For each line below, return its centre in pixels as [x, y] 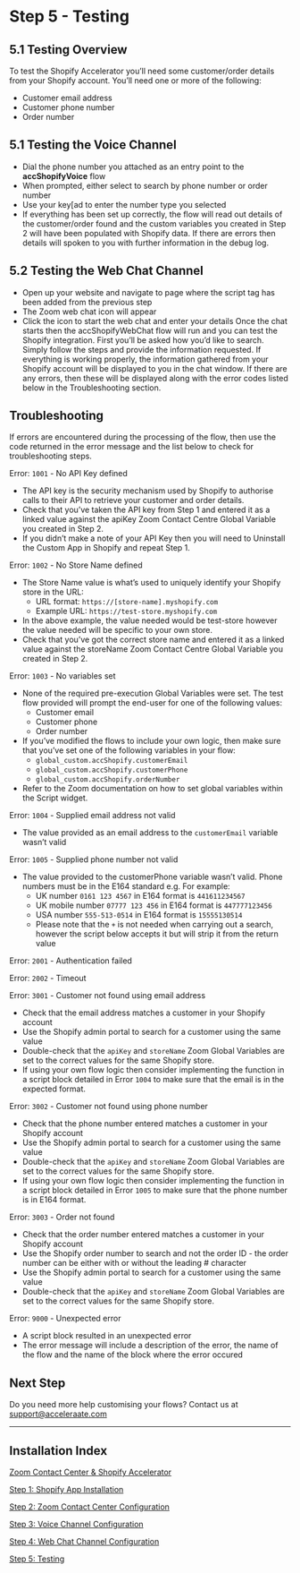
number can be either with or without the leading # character [134, 1263]
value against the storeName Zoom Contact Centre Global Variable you [153, 649]
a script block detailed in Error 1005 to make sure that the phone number [155, 1190]
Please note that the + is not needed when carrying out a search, [154, 925]
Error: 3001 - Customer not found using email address [108, 996]
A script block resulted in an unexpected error [107, 1336]
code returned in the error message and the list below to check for [132, 447]
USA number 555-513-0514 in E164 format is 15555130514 [139, 915]
